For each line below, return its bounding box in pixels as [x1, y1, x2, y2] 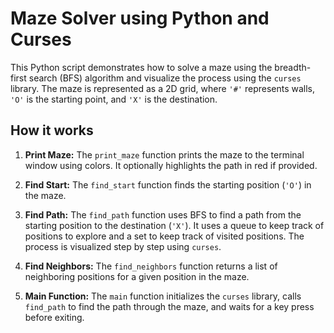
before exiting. [24, 311, 85, 323]
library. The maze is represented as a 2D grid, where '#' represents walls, [10, 82, 316, 94]
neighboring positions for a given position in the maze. [24, 270, 250, 282]
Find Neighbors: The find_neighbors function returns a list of [24, 260, 278, 272]
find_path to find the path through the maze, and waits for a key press [24, 300, 315, 312]
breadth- [274, 61, 312, 73]
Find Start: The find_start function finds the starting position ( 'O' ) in [24, 178, 312, 191]
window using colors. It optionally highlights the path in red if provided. [24, 159, 318, 171]
